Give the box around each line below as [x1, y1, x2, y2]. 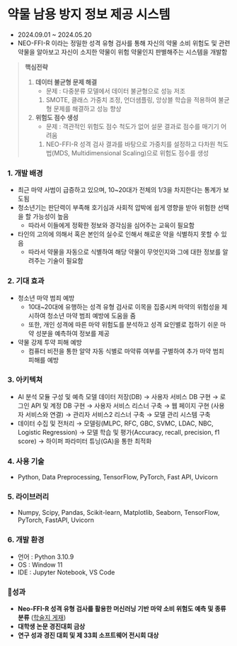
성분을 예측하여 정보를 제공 [35, 329, 110, 338]
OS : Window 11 [17, 560, 63, 569]
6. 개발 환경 [7, 535, 45, 545]
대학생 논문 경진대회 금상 [17, 622, 86, 631]
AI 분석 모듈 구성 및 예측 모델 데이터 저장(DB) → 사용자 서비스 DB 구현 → [17, 392, 219, 401]
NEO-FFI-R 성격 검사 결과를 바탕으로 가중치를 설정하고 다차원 [45, 140, 216, 148]
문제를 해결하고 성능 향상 [53, 104, 122, 113]
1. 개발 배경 [7, 168, 43, 178]
